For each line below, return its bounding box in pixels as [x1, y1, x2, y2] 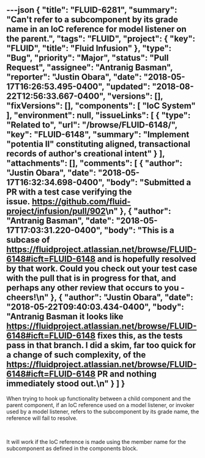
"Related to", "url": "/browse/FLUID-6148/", [6, 120, 177, 131]
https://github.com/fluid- [31, 196, 131, 207]
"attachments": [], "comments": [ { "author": [6, 158, 182, 169]
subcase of [6, 235, 50, 245]
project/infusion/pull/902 [6, 206, 106, 216]
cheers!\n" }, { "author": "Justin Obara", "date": [6, 292, 194, 303]
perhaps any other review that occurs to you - [6, 283, 185, 293]
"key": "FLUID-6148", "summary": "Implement [6, 129, 190, 140]
